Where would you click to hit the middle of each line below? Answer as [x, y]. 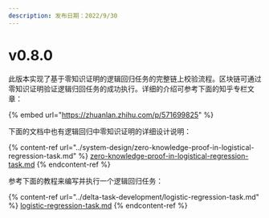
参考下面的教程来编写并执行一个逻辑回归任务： [86, 180]
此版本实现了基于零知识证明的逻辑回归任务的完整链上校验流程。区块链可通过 [135, 79]
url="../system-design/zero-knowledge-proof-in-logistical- [157, 147]
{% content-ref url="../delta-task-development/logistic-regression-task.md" [134, 196]
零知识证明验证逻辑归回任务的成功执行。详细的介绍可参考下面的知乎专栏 [128, 88]
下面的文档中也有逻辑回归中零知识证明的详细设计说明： [100, 131]
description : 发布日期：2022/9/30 [63, 16]
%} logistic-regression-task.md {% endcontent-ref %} [98, 205]
